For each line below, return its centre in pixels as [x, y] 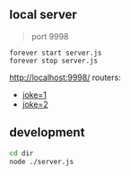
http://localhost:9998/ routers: [65, 77]
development [47, 132]
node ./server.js [42, 162]
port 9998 [50, 36]
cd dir [22, 153]
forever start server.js [56, 53]
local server [43, 15]
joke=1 [35, 94]
